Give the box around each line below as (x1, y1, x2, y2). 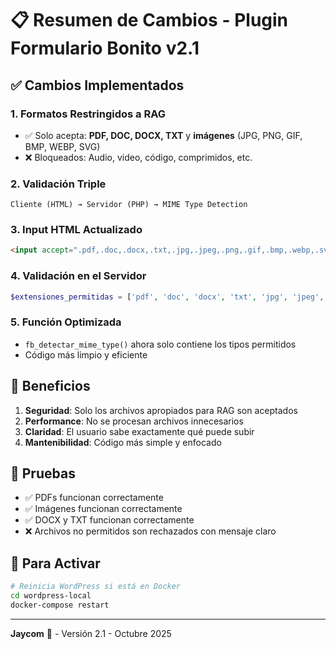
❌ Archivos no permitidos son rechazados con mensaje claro (24, 525, 277, 537)
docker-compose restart (10, 600, 110, 610)
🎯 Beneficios (10, 378, 91, 395)
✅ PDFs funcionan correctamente (24, 492, 164, 504)
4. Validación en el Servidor (10, 269, 147, 283)
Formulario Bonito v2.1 (10, 37, 200, 60)
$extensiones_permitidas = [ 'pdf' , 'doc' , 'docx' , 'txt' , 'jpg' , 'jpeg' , (10, 292, 325, 302)
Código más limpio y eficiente (24, 348, 148, 361)
